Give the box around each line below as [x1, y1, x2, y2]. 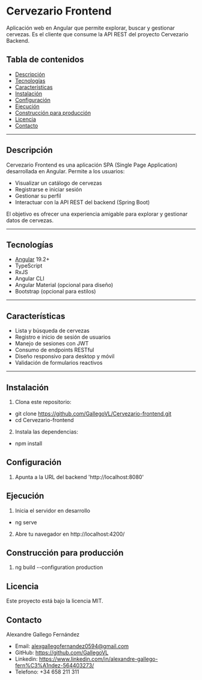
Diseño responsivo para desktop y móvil [14, 353, 115, 360]
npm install [14, 440, 43, 447]
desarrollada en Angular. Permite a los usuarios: [6, 167, 125, 175]
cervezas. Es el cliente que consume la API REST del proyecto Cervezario [6, 30, 189, 37]
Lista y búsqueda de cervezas [14, 327, 90, 335]
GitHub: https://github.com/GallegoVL [14, 649, 109, 656]
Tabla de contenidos [6, 54, 84, 65]
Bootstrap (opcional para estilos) [14, 288, 96, 295]
